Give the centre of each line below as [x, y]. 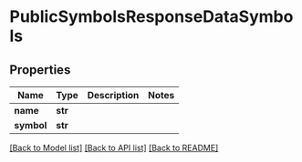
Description [113, 95]
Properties [40, 70]
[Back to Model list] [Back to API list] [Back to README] [114, 148]
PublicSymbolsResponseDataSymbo [151, 17]
